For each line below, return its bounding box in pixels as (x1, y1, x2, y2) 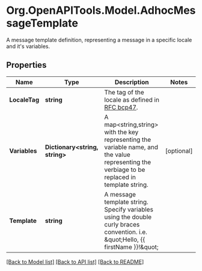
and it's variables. (6, 43, 50, 50)
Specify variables (104, 205, 153, 213)
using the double (104, 213, 152, 221)
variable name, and (104, 142, 158, 151)
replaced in (104, 172, 136, 181)
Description (114, 78, 149, 86)
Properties (6, 60, 47, 70)
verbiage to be (104, 165, 145, 174)
